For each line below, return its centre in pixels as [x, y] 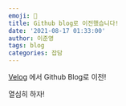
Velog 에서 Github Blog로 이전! [57, 77]
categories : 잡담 [35, 53]
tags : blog [26, 46]
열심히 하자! [27, 94]
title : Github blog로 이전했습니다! [63, 23]
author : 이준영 [31, 38]
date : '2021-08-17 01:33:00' [57, 31]
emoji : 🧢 [23, 16]
